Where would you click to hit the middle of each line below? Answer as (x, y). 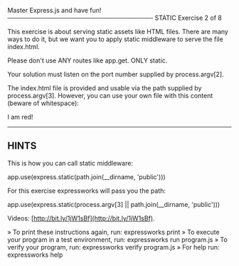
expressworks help (35, 255)
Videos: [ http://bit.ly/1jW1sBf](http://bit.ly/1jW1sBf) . (81, 218)
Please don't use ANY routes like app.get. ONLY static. (87, 60)
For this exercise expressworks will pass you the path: (86, 191)
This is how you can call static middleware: (70, 163)
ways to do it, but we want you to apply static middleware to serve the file (115, 39)
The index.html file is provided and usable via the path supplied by (105, 88)
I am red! (20, 117)
